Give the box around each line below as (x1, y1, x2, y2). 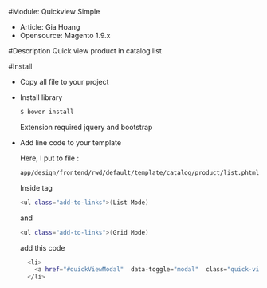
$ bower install (19, 108, 74, 116)
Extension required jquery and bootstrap (19, 122, 153, 132)
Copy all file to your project (19, 77, 109, 86)
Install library (19, 93, 63, 102)
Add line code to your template (19, 137, 122, 147)
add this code (19, 243, 65, 252)
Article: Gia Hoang (19, 22, 80, 31)
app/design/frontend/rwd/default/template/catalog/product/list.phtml (19, 168, 260, 176)
